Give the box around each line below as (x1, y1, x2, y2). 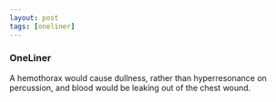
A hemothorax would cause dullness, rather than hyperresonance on (9, 72, 267, 83)
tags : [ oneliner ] (9, 22, 76, 31)
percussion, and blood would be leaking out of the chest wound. (9, 82, 251, 93)
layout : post (9, 13, 59, 23)
